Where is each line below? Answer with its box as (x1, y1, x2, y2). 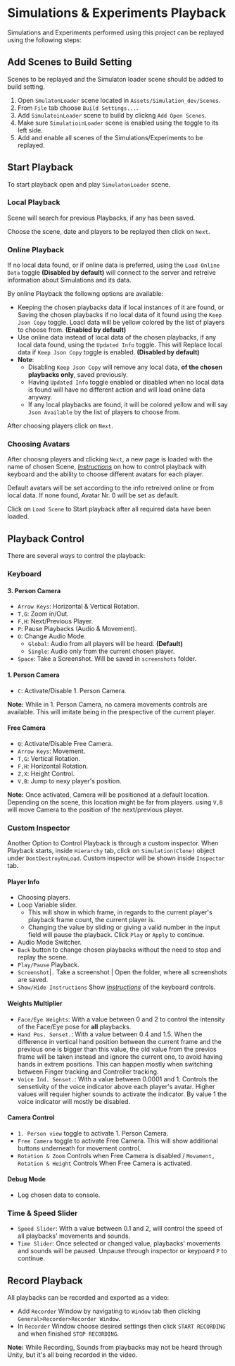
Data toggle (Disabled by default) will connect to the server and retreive (7, 268, 216, 277)
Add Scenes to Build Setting (7, 56, 132, 68)
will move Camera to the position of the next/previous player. (7, 805, 184, 814)
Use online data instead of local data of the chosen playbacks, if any (17, 333, 217, 342)
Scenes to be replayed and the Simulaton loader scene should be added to (7, 75, 224, 83)
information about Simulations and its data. (7, 276, 132, 285)
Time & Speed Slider (7, 1208, 78, 1218)
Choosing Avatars (7, 439, 70, 449)
